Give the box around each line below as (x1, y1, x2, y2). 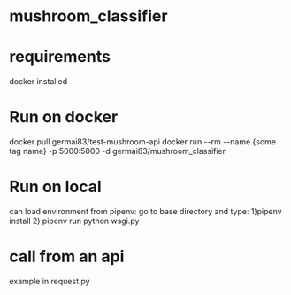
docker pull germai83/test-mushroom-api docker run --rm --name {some (9, 136, 277, 147)
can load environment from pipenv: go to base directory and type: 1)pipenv (9, 206, 282, 216)
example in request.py (9, 276, 90, 286)
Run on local (9, 177, 102, 197)
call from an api (9, 246, 125, 267)
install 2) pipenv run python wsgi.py (9, 215, 140, 226)
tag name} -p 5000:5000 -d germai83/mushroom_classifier (9, 146, 226, 157)
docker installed (9, 76, 68, 87)
